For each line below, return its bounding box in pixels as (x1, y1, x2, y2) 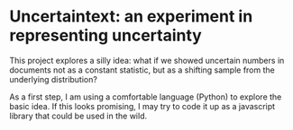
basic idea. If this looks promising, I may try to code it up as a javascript (9, 100, 276, 111)
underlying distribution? (9, 74, 97, 84)
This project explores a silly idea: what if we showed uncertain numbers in (9, 55, 285, 65)
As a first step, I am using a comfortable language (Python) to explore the (9, 91, 282, 102)
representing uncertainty (9, 25, 203, 46)
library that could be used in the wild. (9, 110, 148, 121)
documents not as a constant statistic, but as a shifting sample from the (9, 65, 275, 75)
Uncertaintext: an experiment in (9, 6, 253, 27)
